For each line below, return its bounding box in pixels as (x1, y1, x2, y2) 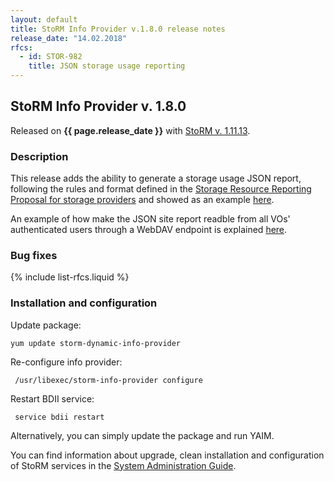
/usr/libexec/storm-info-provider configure (14, 375, 203, 385)
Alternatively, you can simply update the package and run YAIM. (10, 429, 275, 441)
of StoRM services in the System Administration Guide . (10, 459, 237, 471)
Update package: (10, 319, 82, 331)
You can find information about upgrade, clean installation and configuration (10, 449, 325, 461)
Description (10, 149, 69, 163)
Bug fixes (10, 249, 58, 263)
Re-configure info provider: (10, 356, 123, 368)
